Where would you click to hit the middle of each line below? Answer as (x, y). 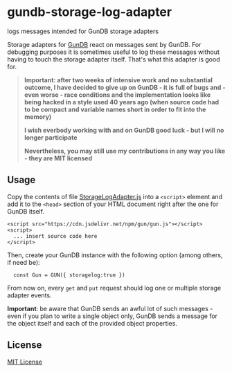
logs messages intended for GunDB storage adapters (83, 31)
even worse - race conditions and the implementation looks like (117, 95)
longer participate (51, 137)
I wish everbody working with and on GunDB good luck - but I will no (124, 130)
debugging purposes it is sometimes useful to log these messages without (113, 52)
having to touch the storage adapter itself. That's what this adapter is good (114, 59)
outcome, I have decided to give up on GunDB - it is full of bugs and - (125, 87)
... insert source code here (55, 236)
